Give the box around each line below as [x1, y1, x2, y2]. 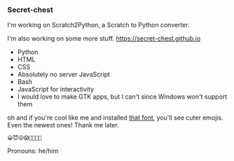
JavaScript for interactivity [17, 85, 95, 94]
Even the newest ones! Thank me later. [7, 121, 119, 129]
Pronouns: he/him [7, 147, 59, 155]
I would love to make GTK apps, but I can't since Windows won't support [17, 92, 228, 101]
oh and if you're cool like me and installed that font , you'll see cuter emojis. [7, 113, 223, 122]
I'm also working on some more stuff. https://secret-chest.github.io [7, 34, 201, 43]
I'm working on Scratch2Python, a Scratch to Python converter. [7, 21, 191, 29]
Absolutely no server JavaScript [17, 70, 111, 78]
